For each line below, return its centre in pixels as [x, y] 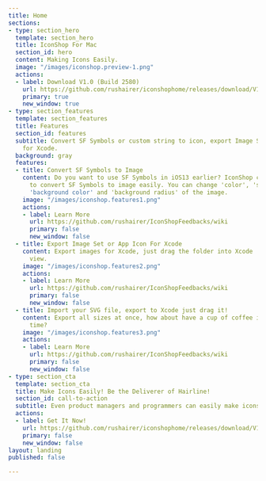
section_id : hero [44, 52]
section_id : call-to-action [62, 399]
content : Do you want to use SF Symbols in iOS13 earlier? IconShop [138, 178]
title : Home [28, 15]
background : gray [44, 155]
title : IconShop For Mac [56, 45]
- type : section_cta [42, 376]
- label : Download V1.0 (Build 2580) [78, 82]
